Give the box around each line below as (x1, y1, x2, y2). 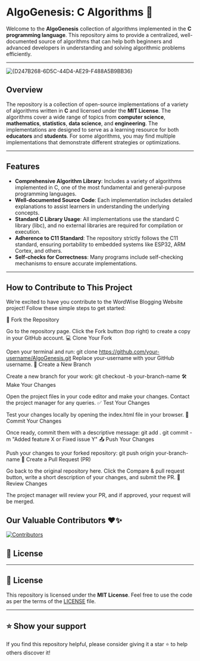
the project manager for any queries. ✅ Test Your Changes (6, 399, 150, 406)
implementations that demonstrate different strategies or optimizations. (6, 138, 181, 145)
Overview (6, 85, 43, 95)
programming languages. (14, 190, 77, 197)
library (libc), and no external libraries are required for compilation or (14, 222, 183, 229)
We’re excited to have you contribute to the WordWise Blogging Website (6, 298, 183, 306)
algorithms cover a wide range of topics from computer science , (6, 113, 165, 120)
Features (6, 162, 40, 172)
